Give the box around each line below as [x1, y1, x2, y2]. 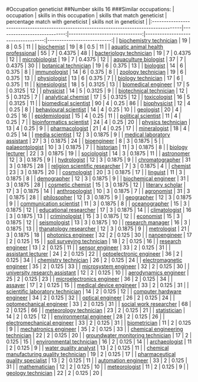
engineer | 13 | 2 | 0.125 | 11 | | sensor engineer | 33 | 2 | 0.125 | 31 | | [6, 244, 171, 251]
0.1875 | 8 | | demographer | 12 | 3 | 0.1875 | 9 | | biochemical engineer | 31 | [6, 175, 189, 182]
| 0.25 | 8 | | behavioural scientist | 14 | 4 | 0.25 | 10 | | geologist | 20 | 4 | [6, 106, 182, 113]
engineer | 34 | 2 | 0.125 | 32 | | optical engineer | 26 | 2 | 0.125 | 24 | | [6, 294, 175, 301]
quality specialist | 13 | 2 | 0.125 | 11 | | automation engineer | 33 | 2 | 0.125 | [6, 357, 187, 364]
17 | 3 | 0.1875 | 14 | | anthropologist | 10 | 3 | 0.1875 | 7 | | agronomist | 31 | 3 [6, 188, 190, 194]
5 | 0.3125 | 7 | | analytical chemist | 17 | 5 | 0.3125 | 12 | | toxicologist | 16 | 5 [6, 93, 190, 100]
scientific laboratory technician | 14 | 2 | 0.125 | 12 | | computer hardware [6, 288, 181, 295]
